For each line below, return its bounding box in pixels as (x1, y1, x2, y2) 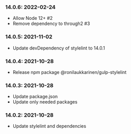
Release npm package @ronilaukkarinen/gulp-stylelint (12, 69, 127, 75)
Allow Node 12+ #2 (12, 15, 53, 21)
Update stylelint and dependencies (12, 123, 87, 129)
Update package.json (12, 93, 58, 100)
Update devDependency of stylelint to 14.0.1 (12, 45, 106, 51)
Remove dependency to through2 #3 (12, 20, 90, 26)
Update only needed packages (12, 99, 77, 105)
